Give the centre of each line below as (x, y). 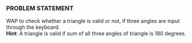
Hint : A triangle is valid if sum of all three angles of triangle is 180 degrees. (96, 34)
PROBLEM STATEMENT (40, 8)
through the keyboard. (33, 27)
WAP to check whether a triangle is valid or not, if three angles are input (93, 21)
